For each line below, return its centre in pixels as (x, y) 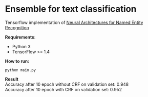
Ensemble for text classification (71, 9)
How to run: (17, 61)
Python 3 (21, 46)
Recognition (17, 27)
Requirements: (20, 37)
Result (12, 79)
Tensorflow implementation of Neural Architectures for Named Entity (74, 22)
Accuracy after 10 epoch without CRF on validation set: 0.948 (67, 84)
